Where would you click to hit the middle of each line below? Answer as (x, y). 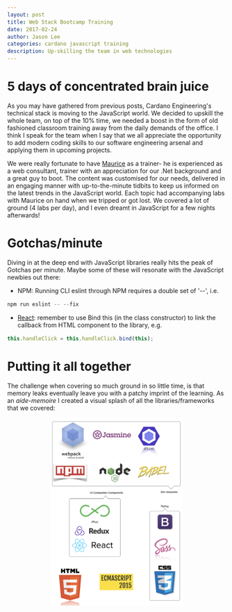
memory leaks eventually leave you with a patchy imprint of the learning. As (116, 393)
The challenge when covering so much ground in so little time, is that (106, 386)
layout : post (26, 15)
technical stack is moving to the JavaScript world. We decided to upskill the (115, 113)
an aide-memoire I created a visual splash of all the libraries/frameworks (111, 400)
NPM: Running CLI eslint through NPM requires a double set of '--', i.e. (118, 290)
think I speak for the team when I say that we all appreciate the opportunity (115, 135)
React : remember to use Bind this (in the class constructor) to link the (117, 317)
